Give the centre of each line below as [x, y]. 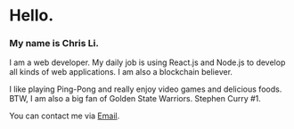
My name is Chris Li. [54, 44]
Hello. [32, 16]
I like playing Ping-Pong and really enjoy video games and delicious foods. [146, 89]
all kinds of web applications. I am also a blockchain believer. [121, 72]
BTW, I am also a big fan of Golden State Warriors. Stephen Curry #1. [135, 99]
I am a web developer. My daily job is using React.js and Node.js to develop [147, 62]
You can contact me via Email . [65, 116]
